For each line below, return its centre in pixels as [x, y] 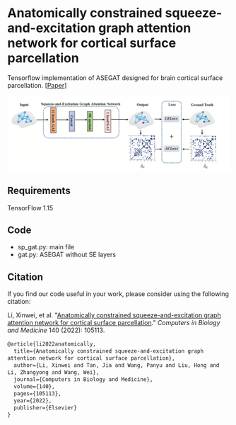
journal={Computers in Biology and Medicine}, [83, 380]
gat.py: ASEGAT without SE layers [67, 255]
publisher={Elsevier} [46, 408]
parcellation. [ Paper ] [37, 85]
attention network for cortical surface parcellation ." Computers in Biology [114, 323]
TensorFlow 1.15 [30, 208]
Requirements [39, 191]
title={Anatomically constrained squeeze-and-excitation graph [108, 351]
